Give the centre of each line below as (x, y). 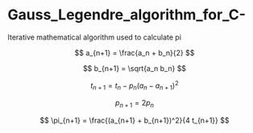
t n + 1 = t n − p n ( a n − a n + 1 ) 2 (135, 85)
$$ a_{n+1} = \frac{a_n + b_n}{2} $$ (135, 52)
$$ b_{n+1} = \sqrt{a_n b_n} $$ (135, 68)
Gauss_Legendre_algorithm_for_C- (127, 15)
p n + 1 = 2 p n (135, 104)
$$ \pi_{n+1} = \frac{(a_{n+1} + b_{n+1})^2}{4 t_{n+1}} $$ (135, 121)
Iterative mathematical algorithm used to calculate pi (95, 37)
